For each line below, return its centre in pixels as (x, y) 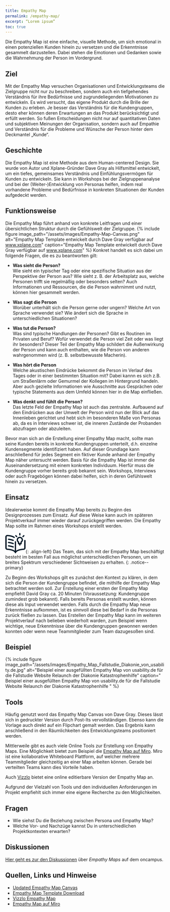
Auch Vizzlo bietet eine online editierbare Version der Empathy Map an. (80, 777)
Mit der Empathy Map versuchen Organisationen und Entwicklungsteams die (85, 86)
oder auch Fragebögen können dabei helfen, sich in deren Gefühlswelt (79, 476)
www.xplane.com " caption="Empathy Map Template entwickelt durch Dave (84, 245)
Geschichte (24, 150)
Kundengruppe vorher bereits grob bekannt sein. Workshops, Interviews (80, 470)
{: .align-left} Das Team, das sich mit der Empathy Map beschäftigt (95, 551)
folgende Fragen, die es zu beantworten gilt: (51, 256)
